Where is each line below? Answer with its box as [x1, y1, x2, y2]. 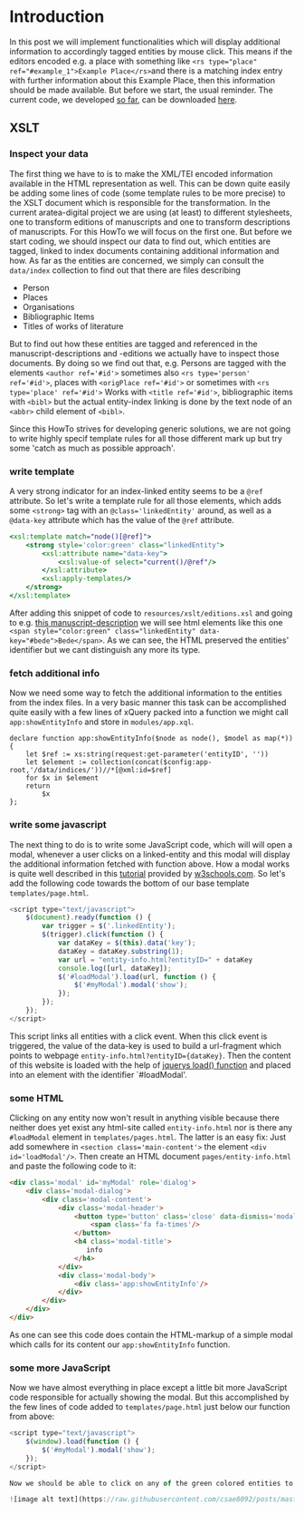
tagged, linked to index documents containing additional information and [9, 245, 280, 256]
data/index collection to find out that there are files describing [9, 265, 242, 276]
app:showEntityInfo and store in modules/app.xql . [9, 716, 195, 727]
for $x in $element [25, 773, 100, 783]
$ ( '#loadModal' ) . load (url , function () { [57, 972, 217, 981]
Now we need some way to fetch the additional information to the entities [9, 687, 282, 699]
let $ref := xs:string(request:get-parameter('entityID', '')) [25, 750, 270, 759]
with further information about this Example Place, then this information [9, 74, 276, 85]
